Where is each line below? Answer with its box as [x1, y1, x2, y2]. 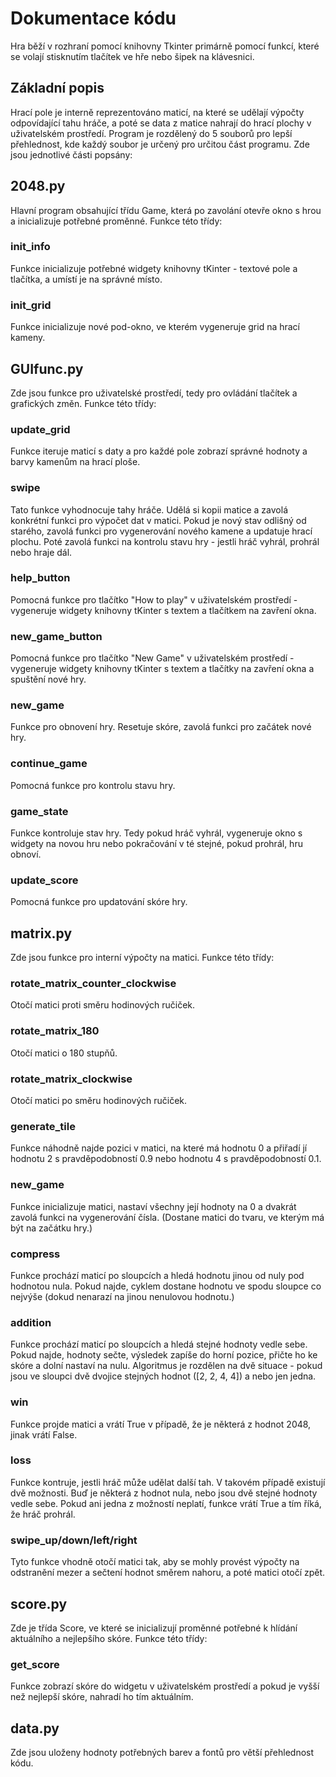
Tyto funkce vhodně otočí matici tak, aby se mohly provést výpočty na [10, 1556, 300, 1568]
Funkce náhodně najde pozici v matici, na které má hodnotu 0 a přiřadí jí [10, 1142, 308, 1154]
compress [10, 1247, 61, 1261]
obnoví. [10, 848, 42, 861]
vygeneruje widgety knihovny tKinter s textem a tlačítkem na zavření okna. [10, 604, 317, 616]
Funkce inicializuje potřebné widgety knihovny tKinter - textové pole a [10, 262, 298, 274]
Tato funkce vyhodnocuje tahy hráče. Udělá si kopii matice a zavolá [10, 503, 288, 516]
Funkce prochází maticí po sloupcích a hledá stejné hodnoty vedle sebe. [10, 1338, 308, 1351]
